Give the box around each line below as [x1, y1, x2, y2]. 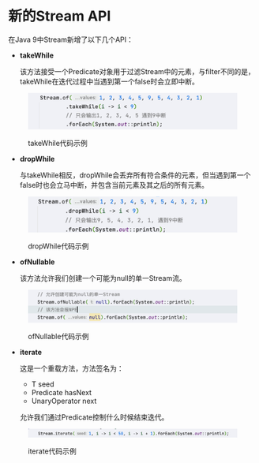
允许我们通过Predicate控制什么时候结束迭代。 [19, 413, 169, 422]
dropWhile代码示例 [28, 241, 89, 251]
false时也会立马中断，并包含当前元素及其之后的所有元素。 [19, 181, 209, 190]
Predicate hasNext [31, 388, 92, 398]
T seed [31, 379, 54, 389]
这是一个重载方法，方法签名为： [19, 364, 124, 373]
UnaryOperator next [31, 396, 97, 406]
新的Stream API [8, 7, 111, 25]
